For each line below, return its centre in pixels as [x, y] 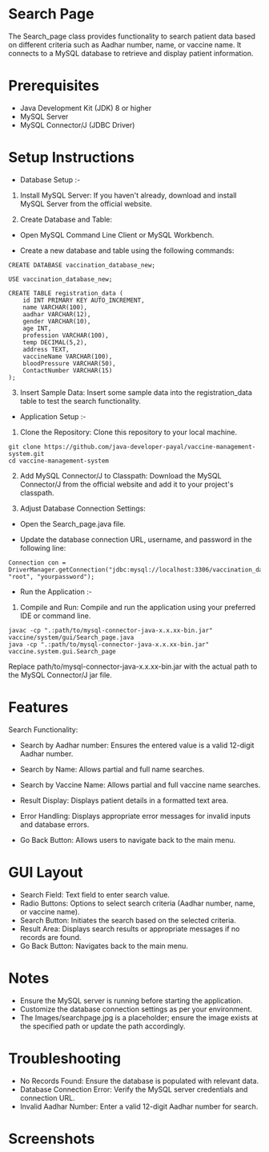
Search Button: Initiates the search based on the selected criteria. [128, 920]
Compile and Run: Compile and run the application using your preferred [138, 607]
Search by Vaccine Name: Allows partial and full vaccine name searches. [140, 784]
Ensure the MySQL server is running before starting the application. [131, 1000]
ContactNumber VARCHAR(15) [68, 370]
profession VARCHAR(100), [66, 335]
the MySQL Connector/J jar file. [60, 674]
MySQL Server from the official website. [86, 204]
